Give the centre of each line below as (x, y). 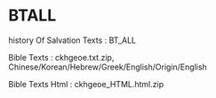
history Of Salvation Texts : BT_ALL (72, 40)
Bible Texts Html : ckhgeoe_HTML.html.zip (86, 84)
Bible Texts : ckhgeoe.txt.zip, (61, 57)
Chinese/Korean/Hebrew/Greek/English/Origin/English (108, 67)
